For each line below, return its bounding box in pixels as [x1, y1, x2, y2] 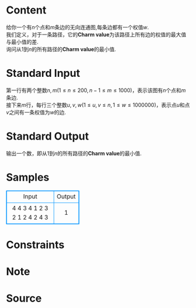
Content [6, 4, 47, 17]
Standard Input [6, 67, 80, 80]
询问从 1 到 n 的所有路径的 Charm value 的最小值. [6, 45, 116, 53]
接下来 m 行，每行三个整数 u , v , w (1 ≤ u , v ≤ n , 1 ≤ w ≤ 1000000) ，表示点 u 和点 [6, 101, 190, 109]
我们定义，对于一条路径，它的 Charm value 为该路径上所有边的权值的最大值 [6, 31, 187, 38]
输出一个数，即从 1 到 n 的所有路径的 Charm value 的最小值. [6, 150, 142, 157]
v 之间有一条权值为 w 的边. [6, 109, 66, 116]
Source [6, 292, 42, 305]
